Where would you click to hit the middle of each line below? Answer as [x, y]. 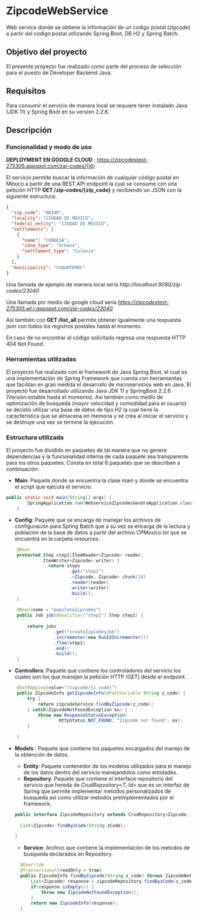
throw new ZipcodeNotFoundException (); [90, 892]
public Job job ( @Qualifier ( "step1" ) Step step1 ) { [80, 615]
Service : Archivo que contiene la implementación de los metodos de [107, 848]
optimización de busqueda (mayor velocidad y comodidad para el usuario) [96, 403]
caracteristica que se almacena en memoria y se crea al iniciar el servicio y [97, 416]
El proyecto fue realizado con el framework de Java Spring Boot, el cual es [97, 372]
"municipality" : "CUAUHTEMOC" [48, 267]
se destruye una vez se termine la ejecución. [60, 422]
